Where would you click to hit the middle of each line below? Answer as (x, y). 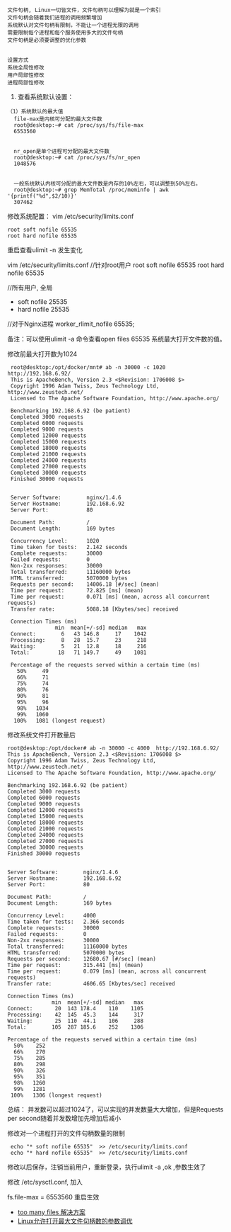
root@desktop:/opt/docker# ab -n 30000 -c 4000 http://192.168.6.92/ (113, 748)
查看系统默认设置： (46, 97)
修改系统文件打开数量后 (41, 735)
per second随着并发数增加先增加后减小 (64, 1118)
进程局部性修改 (26, 83)
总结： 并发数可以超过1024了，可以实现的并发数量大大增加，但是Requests (115, 1109)
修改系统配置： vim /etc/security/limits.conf (71, 216)
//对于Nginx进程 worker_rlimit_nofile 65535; (71, 324)
